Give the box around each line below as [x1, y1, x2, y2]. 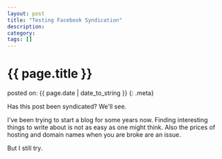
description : [7, 23, 45, 30]
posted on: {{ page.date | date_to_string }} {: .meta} [7, 89, 154, 97]
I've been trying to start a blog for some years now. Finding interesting [7, 116, 208, 124]
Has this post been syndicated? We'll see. [7, 102, 127, 111]
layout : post [7, 10, 45, 17]
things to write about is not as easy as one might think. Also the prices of [7, 123, 216, 132]
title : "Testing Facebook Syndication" [7, 17, 123, 24]
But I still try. [7, 144, 43, 153]
